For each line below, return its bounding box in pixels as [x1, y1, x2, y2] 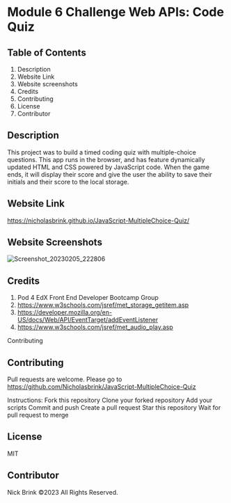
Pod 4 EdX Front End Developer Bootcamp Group [17, 294, 159, 302]
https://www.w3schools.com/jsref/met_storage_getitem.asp [17, 301, 189, 310]
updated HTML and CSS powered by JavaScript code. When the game [7, 163, 210, 171]
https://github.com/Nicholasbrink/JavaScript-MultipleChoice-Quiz [7, 383, 196, 391]
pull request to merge [7, 411, 69, 420]
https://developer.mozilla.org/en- [17, 308, 113, 317]
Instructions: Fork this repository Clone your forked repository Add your [7, 396, 213, 404]
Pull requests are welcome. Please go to [7, 375, 122, 383]
